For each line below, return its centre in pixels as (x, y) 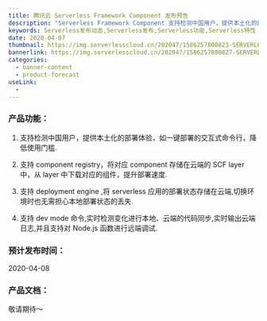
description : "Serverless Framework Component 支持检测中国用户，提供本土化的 (133, 23)
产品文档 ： (29, 290)
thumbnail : (26, 45)
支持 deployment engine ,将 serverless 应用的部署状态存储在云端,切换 (133, 191)
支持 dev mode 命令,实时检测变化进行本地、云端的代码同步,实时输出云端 (137, 218)
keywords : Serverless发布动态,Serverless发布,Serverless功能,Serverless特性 (132, 30)
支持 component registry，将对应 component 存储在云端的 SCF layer (132, 164)
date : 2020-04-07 (37, 38)
